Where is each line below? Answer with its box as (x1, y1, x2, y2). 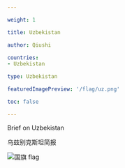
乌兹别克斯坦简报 (7, 137, 57, 146)
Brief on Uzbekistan (7, 123, 64, 132)
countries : (7, 54, 39, 61)
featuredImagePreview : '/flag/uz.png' (7, 86, 120, 93)
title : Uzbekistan (7, 29, 61, 36)
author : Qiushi (7, 41, 52, 49)
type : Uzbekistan (7, 73, 58, 80)
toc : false (7, 98, 39, 105)
